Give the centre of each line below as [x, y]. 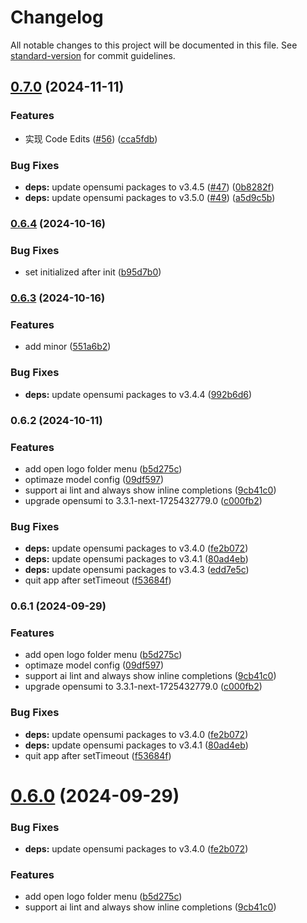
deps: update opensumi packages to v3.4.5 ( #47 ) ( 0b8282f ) [149, 187]
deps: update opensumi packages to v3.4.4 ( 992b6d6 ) [138, 394]
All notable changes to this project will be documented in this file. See [154, 45]
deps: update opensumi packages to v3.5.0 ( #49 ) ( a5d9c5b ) [150, 197]
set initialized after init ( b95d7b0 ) [93, 272]
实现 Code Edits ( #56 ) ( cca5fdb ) [91, 138]
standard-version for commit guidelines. [93, 55]
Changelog [57, 17]
